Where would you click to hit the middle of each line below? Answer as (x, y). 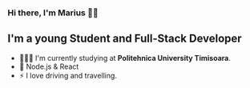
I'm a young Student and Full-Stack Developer (125, 39)
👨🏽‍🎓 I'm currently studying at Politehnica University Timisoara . (125, 58)
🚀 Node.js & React (49, 66)
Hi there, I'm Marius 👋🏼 (53, 13)
